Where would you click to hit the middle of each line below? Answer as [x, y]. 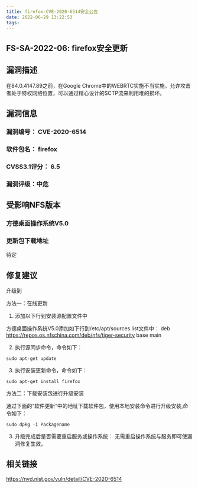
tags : [13, 23]
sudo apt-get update [32, 359]
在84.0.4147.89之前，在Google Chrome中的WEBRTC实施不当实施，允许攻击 [98, 85]
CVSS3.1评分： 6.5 [33, 167]
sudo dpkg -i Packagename [38, 425]
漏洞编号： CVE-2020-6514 [46, 132]
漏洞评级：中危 [27, 184]
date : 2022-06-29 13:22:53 [39, 17]
